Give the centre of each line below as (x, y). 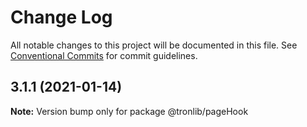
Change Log (61, 17)
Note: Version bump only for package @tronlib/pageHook (129, 111)
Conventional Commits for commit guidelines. (104, 55)
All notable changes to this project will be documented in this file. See (154, 45)
